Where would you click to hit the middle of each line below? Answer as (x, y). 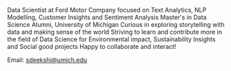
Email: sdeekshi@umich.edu (47, 60)
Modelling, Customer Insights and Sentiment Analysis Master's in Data (107, 17)
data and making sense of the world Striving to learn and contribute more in (115, 32)
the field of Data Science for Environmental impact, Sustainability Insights (111, 39)
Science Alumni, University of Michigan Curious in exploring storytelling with (116, 24)
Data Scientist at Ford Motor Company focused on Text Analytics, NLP (107, 10)
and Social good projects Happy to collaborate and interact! (92, 47)
